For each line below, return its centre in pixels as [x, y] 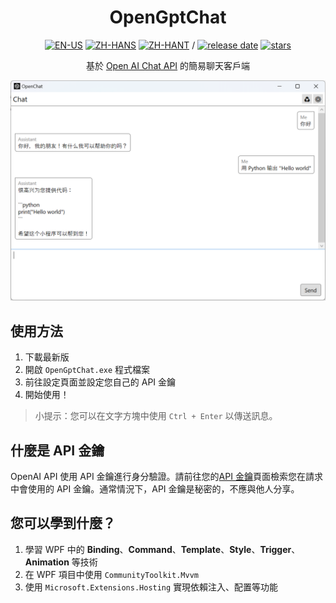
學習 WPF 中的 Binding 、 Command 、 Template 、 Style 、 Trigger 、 [162, 549]
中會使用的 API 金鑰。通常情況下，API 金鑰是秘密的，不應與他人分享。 [155, 488]
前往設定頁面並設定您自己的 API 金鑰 [100, 382]
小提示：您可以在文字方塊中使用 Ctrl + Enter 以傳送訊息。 [156, 416]
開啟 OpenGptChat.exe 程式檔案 [87, 370]
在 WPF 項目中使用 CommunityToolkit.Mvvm [111, 574]
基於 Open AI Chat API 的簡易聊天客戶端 [168, 65]
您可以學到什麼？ [63, 523]
